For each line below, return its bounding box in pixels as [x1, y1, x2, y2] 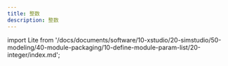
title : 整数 [7, 10, 40, 17]
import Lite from [7, 35, 54, 44]
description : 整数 [7, 17, 59, 24]
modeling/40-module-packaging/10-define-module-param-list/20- [7, 43, 201, 51]
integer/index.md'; [7, 50, 60, 59]
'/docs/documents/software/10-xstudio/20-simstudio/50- [55, 35, 222, 44]
